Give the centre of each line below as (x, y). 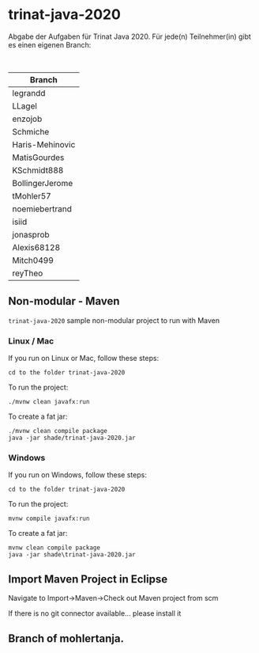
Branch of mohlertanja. (66, 638)
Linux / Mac (31, 340)
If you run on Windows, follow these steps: (78, 475)
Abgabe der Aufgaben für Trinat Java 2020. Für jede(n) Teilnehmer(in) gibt (129, 36)
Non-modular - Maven (64, 301)
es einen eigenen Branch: (50, 44)
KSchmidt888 (38, 170)
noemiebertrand (42, 209)
